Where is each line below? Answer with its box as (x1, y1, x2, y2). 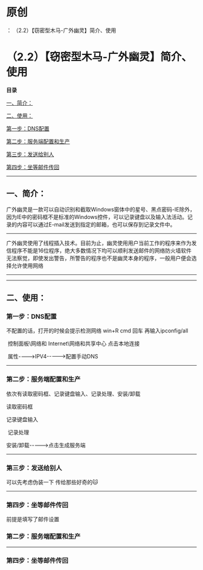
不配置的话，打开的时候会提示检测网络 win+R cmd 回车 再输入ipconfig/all (6, 327, 188, 334)
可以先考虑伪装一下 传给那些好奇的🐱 (6, 478, 98, 485)
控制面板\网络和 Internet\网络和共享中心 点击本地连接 (7, 340, 140, 348)
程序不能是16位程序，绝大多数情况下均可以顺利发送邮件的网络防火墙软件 (11, 247, 192, 254)
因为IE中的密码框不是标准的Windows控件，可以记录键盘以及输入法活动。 (6, 213, 188, 221)
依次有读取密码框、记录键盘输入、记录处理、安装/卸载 (6, 390, 141, 397)
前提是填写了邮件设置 (6, 516, 59, 523)
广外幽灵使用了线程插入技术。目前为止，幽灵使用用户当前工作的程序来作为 (6, 239, 192, 247)
